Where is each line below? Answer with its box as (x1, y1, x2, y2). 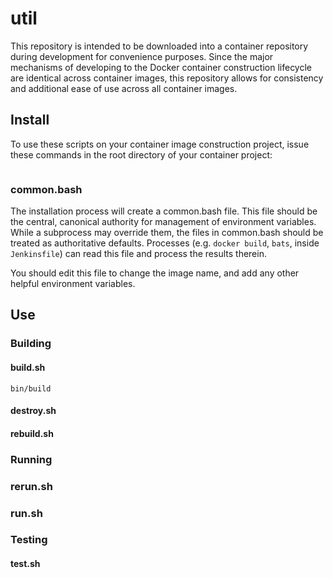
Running (10, 452, 53, 466)
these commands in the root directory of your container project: (10, 148, 273, 161)
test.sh (10, 558, 41, 570)
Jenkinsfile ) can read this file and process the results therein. (10, 248, 267, 260)
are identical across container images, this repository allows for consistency (10, 72, 324, 84)
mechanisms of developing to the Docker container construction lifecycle (10, 61, 312, 73)
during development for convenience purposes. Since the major (10, 50, 274, 62)
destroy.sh (10, 405, 57, 417)
